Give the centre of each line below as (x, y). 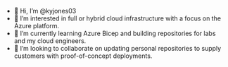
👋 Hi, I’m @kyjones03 (45, 11)
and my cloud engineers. (50, 41)
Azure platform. (37, 26)
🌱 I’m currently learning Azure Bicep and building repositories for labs (115, 33)
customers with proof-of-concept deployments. (83, 56)
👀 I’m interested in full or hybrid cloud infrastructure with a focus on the (118, 18)
